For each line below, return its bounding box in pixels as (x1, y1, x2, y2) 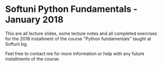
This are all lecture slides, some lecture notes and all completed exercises (5, 30, 157, 36)
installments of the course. (5, 56, 60, 62)
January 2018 (5, 14, 63, 25)
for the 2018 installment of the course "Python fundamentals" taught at (5, 36, 151, 42)
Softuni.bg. (5, 41, 28, 47)
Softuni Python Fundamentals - (5, 3, 137, 15)
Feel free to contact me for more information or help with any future (5, 51, 144, 57)
